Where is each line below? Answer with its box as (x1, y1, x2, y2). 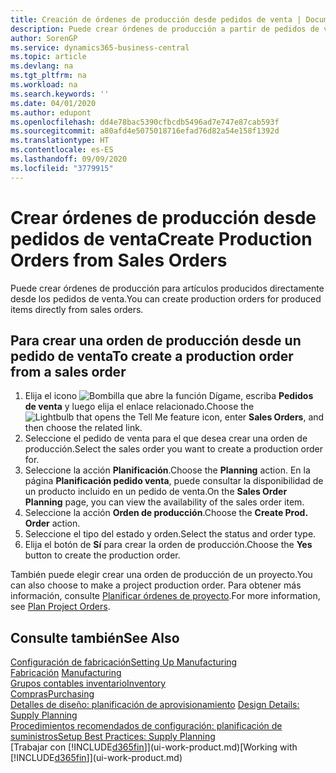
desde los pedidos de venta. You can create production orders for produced (10, 292, 322, 305)
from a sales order (10, 363, 127, 380)
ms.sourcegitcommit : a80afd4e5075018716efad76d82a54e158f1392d (10, 126, 280, 136)
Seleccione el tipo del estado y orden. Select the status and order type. (24, 528, 317, 540)
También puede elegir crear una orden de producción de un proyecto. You (10, 569, 313, 581)
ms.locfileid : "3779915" (10, 163, 114, 173)
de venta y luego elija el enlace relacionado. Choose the (24, 401, 255, 413)
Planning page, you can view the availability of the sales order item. (24, 496, 305, 508)
